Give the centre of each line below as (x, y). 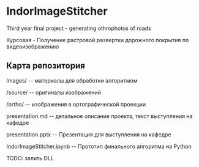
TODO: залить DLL (30, 158)
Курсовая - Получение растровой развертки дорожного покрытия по (98, 40)
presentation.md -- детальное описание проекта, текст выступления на (99, 116)
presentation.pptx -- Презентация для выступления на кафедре (89, 134)
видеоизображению (33, 46)
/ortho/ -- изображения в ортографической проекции (76, 104)
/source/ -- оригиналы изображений (54, 92)
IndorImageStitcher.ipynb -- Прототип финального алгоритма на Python (99, 146)
